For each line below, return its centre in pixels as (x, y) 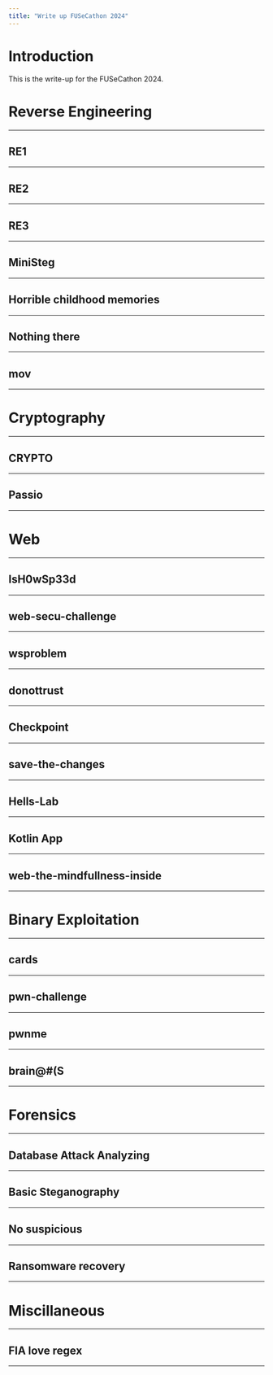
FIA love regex (45, 1350)
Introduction (51, 56)
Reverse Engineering (80, 111)
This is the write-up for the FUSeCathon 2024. (86, 79)
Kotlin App (36, 838)
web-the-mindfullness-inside (85, 875)
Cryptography (57, 418)
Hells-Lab (34, 801)
